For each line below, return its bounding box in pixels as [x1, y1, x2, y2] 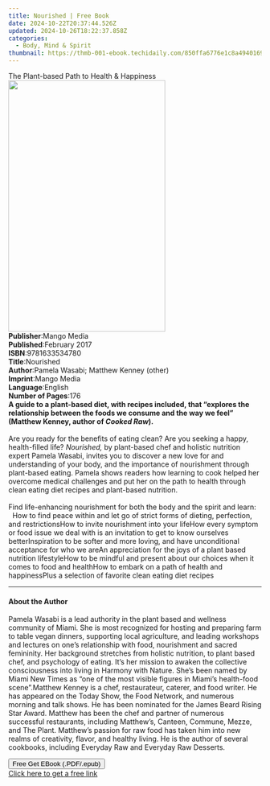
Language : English [8, 383, 69, 392]
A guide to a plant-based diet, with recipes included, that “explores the [8, 400, 250, 409]
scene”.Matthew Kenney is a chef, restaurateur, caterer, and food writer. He [8, 683, 257, 693]
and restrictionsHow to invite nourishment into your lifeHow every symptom [8, 520, 259, 529]
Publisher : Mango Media [8, 331, 89, 340]
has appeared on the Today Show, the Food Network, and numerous [8, 691, 235, 701]
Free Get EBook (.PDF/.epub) [12, 759, 101, 768]
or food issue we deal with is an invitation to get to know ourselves [8, 528, 229, 537]
